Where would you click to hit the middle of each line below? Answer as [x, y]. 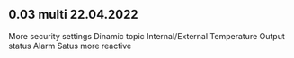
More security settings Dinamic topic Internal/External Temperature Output [147, 36]
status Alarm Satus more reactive [70, 46]
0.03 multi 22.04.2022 [73, 15]
